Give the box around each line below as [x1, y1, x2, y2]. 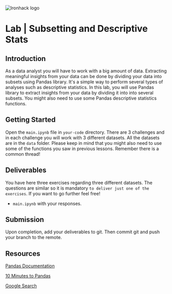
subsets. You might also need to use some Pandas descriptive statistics [5, 95, 157, 101]
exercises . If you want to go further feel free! [5, 190, 101, 196]
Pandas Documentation [5, 263, 55, 269]
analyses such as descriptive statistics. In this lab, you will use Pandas [5, 84, 154, 90]
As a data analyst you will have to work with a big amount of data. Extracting [5, 68, 167, 74]
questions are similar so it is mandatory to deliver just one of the [5, 185, 149, 191]
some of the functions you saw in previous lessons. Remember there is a [5, 145, 159, 152]
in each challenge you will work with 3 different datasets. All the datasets [5, 134, 160, 141]
